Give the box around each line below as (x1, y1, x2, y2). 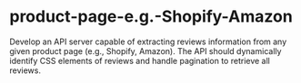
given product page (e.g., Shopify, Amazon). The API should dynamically (9, 45, 282, 56)
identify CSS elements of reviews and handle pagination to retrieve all (9, 55, 271, 66)
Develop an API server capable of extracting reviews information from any (9, 36, 287, 47)
